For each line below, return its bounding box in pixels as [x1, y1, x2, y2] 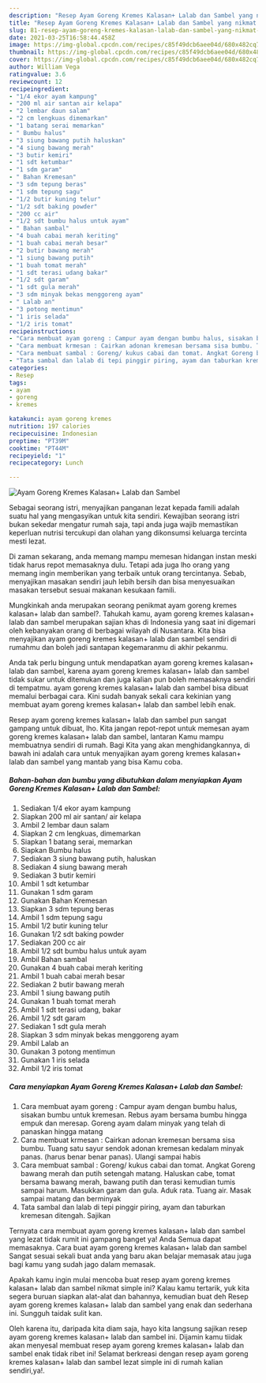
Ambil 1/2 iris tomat [20, 1064, 84, 1073]
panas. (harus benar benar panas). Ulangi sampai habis [20, 1152, 201, 1162]
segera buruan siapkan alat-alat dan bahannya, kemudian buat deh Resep [9, 1292, 249, 1302]
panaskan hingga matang [20, 1127, 103, 1137]
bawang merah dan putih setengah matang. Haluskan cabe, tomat [20, 1169, 235, 1178]
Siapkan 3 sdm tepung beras [20, 904, 114, 914]
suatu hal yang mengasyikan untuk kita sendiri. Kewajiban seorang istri [9, 511, 240, 521]
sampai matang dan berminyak [20, 1194, 122, 1204]
